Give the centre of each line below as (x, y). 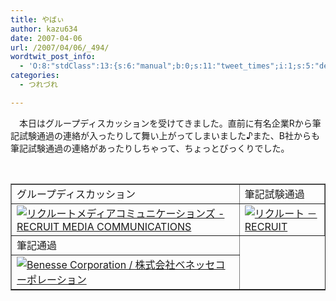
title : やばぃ (37, 19)
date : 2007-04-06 (46, 38)
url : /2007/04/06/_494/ (60, 47)
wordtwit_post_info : (53, 57)
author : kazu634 (44, 29)
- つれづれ (38, 85)
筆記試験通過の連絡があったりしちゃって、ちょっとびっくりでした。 (150, 148)
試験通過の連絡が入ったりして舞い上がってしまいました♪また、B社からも (169, 135)
